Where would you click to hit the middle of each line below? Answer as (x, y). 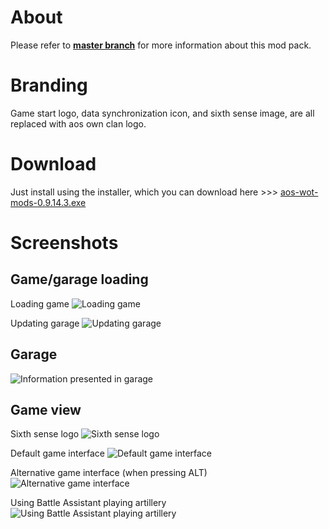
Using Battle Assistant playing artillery (88, 503)
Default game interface (58, 453)
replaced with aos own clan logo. (78, 123)
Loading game (40, 303)
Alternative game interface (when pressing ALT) (109, 473)
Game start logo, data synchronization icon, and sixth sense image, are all (162, 113)
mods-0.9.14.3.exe (48, 202)
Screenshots (64, 243)
